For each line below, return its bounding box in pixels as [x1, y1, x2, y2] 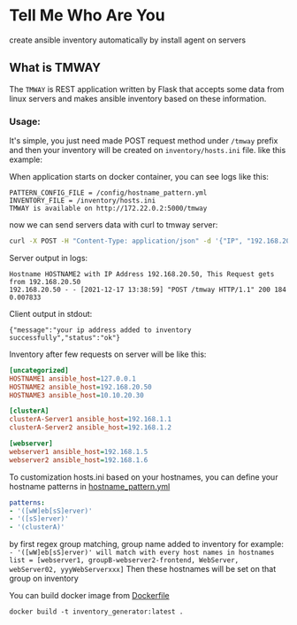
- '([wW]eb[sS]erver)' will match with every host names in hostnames [9, 548, 275, 558]
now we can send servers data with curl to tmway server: [9, 220, 218, 230]
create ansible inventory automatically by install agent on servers [9, 35, 246, 45]
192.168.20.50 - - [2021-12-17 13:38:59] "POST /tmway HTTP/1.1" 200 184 [9, 285, 287, 294]
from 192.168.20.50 [9, 277, 81, 286]
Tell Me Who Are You [9, 5, 165, 26]
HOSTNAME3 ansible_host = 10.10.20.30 [9, 390, 144, 399]
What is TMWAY [9, 60, 102, 75]
